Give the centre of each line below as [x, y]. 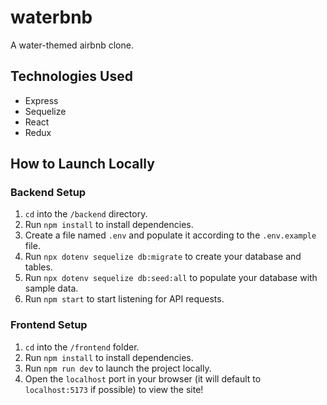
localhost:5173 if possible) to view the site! [114, 389]
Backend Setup [48, 193]
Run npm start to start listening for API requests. [124, 299]
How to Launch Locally [82, 164]
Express [41, 100]
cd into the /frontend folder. [82, 347]
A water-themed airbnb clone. [72, 45]
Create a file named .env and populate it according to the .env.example [170, 235]
